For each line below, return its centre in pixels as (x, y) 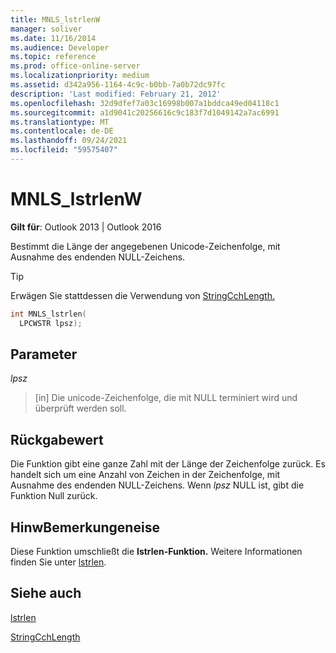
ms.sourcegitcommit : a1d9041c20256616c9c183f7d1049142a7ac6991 (145, 112)
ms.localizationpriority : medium (80, 76)
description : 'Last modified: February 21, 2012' (116, 94)
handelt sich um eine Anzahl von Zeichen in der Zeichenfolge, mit (145, 475)
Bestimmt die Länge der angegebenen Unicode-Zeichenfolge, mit (145, 246)
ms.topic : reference (53, 57)
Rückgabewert (57, 439)
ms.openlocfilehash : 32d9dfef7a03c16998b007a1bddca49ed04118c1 (145, 103)
